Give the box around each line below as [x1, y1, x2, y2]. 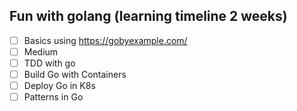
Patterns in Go [23, 91, 84, 103]
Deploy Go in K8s [23, 80, 96, 92]
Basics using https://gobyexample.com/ [23, 34, 188, 46]
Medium [23, 45, 59, 58]
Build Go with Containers [23, 69, 127, 80]
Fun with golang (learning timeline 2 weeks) [9, 8, 288, 25]
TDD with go [23, 57, 76, 69]
